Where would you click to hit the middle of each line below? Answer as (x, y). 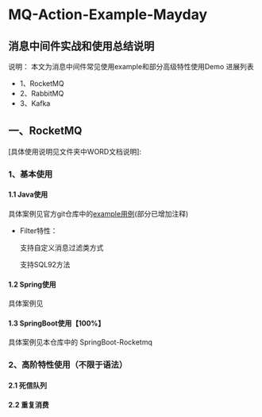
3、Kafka (35, 103)
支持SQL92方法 (45, 264)
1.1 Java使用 (28, 195)
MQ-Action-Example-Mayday (108, 15)
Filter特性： (39, 230)
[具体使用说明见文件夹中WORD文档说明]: (75, 151)
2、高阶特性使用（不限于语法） (68, 365)
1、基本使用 (31, 174)
